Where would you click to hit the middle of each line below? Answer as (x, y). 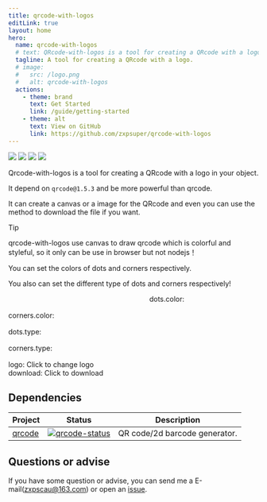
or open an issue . (119, 489)
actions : (30, 89)
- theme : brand (48, 97)
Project (26, 420)
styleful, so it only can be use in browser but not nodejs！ (103, 252)
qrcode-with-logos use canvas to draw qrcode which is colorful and (120, 242)
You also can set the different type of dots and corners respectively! (120, 284)
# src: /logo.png (48, 75)
